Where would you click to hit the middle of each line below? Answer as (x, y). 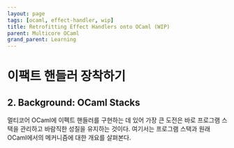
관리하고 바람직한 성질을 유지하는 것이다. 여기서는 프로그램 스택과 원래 (115, 129)
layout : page (26, 14)
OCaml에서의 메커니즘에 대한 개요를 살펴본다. (69, 138)
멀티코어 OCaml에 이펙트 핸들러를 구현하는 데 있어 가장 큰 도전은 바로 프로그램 (114, 120)
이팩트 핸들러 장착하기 (66, 76)
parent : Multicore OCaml (43, 33)
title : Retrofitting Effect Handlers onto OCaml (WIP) (89, 27)
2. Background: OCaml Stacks (74, 102)
